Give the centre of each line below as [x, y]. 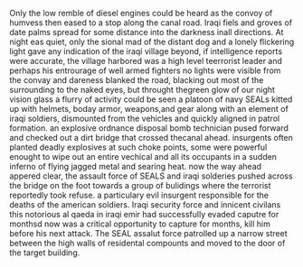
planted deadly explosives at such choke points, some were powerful [138, 147]
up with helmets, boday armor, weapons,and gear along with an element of [149, 109]
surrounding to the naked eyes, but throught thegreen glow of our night [142, 90]
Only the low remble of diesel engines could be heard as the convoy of [141, 13]
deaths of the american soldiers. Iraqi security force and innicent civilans [145, 205]
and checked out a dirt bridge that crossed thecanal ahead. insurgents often [151, 138]
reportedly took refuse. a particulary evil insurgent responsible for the [139, 195]
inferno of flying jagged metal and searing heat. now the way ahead [136, 166]
